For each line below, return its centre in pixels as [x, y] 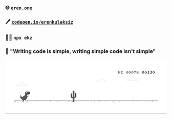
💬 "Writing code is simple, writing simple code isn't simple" [81, 51]
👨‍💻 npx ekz [19, 37]
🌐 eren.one [19, 8]
